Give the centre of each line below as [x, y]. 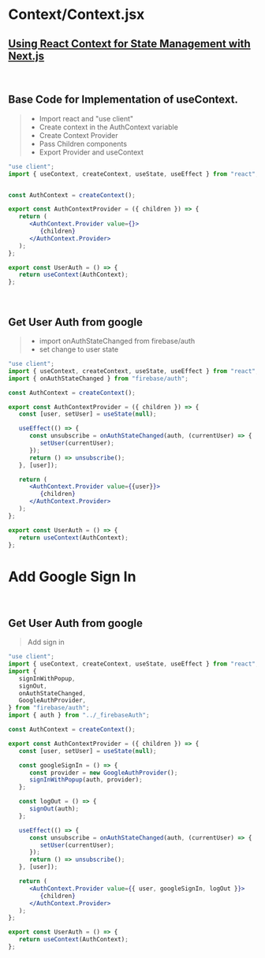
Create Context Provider [78, 135]
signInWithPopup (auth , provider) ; [86, 780]
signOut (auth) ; [54, 809]
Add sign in [46, 642]
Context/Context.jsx [77, 15]
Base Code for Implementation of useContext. [123, 100]
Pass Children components [83, 144]
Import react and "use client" [86, 118]
